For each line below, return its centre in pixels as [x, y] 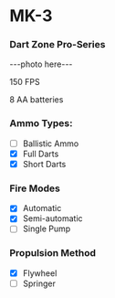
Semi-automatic [53, 218]
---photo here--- [41, 64]
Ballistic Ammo [51, 144]
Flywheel [40, 273]
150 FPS [25, 82]
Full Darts [41, 154]
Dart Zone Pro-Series [57, 45]
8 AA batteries [37, 100]
